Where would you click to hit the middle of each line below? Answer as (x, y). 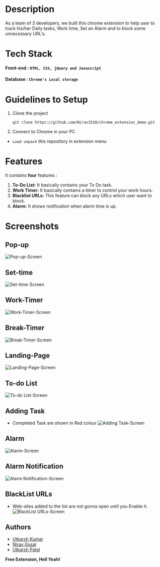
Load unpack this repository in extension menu (59, 141)
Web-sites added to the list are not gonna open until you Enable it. (80, 506)
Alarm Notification (34, 466)
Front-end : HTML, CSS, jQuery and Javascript (53, 68)
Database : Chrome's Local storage (41, 79)
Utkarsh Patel (26, 550)
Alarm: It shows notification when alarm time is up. (65, 206)
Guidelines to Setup (47, 100)
